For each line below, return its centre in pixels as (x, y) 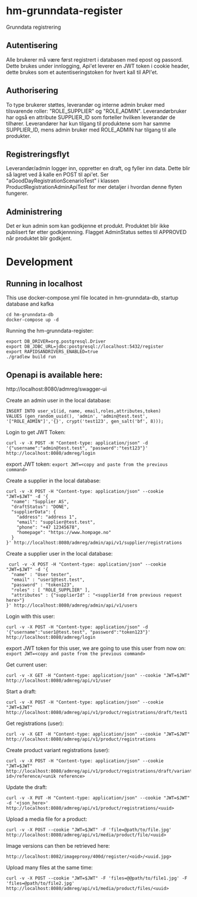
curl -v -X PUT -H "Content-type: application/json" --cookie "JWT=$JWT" (98, 798)
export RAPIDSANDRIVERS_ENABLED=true (52, 352)
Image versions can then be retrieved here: (58, 846)
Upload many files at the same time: (50, 867)
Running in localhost (45, 284)
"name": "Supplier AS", (40, 502)
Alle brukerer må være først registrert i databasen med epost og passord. (95, 59)
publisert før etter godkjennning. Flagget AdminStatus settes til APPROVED (96, 232)
